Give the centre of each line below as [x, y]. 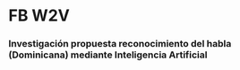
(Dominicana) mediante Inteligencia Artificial [108, 55]
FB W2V [39, 16]
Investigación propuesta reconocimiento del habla [120, 44]
